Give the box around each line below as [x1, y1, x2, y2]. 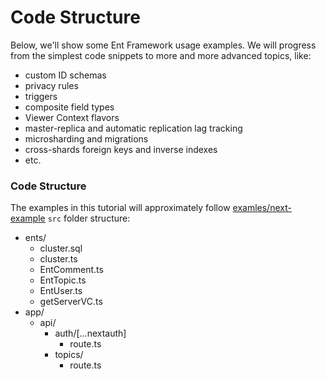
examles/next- [232, 202, 292, 214]
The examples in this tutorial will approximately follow [10, 202, 231, 214]
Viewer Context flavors [24, 111, 120, 123]
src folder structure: [47, 212, 131, 225]
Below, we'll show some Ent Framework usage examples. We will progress [10, 39, 317, 51]
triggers [24, 90, 58, 102]
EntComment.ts [39, 264, 104, 276]
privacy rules [24, 79, 79, 91]
